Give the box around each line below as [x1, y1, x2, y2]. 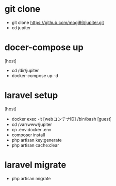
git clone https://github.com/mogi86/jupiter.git [11, 20, 104, 25]
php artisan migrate [11, 175, 51, 181]
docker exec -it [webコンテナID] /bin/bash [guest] [11, 116, 112, 122]
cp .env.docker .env [11, 126, 51, 132]
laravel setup [4, 90, 58, 101]
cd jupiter [11, 24, 31, 30]
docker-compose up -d [11, 72, 59, 79]
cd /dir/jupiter [11, 67, 39, 73]
